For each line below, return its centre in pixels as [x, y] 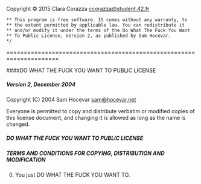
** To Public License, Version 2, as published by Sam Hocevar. [89, 36]
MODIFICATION [26, 159]
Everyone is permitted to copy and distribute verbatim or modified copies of [101, 111]
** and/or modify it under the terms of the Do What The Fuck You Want [98, 30]
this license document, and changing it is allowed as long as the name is [96, 117]
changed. [18, 124]
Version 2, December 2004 [41, 84]
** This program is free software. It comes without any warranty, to [97, 20]
